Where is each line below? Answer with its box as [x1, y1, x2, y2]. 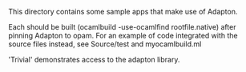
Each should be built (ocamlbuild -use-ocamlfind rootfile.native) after [8, 22, 236, 31]
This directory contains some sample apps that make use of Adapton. [8, 7, 238, 16]
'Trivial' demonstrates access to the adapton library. [8, 55, 180, 64]
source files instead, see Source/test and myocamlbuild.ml [8, 39, 202, 49]
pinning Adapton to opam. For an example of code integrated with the [8, 31, 238, 40]
